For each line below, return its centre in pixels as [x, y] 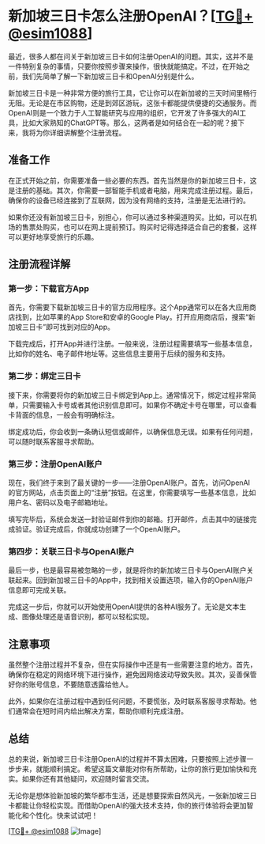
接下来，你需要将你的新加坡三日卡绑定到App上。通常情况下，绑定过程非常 [129, 395]
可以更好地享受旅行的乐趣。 [53, 237]
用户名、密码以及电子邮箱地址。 [60, 502]
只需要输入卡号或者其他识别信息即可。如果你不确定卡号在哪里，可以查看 [139, 405]
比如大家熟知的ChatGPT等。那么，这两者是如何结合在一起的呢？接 [130, 123]
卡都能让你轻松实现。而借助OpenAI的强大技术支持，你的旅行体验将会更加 [127, 805]
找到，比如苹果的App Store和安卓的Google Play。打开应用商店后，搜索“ [132, 317]
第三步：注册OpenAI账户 [55, 464]
